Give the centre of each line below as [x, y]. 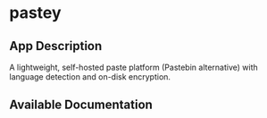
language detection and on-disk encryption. [90, 77]
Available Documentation [81, 105]
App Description [56, 46]
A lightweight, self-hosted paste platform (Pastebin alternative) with [134, 67]
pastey [35, 13]
